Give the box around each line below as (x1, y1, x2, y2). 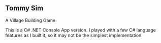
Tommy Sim (5, 4, 44, 12)
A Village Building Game (5, 17, 56, 23)
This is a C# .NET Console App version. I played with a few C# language (5, 27, 156, 33)
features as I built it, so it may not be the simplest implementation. (5, 32, 143, 38)
